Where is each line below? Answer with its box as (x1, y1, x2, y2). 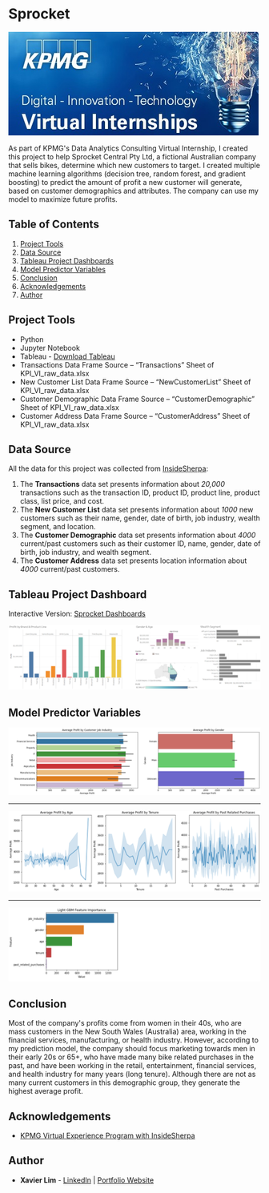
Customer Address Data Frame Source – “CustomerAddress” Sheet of (19, 411, 251, 420)
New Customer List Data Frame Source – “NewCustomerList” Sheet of (19, 377, 251, 387)
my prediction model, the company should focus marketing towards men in (8, 1044, 256, 1054)
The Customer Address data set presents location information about (19, 556, 247, 565)
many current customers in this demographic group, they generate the (8, 1078, 241, 1087)
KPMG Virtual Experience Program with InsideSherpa (19, 1131, 195, 1141)
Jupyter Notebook (19, 343, 80, 352)
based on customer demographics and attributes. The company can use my (8, 186, 259, 195)
